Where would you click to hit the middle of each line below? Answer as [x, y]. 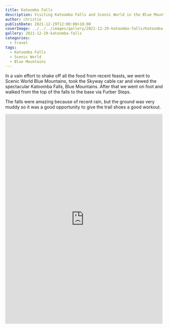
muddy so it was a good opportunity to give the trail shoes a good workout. [83, 107]
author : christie [23, 19]
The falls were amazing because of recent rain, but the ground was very [80, 102]
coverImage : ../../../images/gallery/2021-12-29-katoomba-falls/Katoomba [84, 29]
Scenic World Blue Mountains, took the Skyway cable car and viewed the [81, 81]
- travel [19, 43]
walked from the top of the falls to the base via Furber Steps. [68, 92]
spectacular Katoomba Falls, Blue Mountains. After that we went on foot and [84, 87]
